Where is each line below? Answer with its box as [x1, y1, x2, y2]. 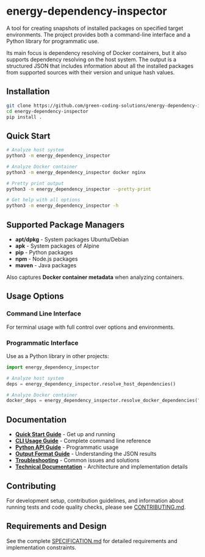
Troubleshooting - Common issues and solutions [15, 456, 140, 464]
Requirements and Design [6, 521, 107, 531]
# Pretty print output [6, 180, 64, 187]
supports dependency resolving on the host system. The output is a [6, 56, 177, 63]
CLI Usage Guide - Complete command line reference [15, 437, 151, 445]
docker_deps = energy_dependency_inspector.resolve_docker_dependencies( [6, 398, 198, 404]
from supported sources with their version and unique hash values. [6, 68, 175, 76]
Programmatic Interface [6, 339, 79, 347]
